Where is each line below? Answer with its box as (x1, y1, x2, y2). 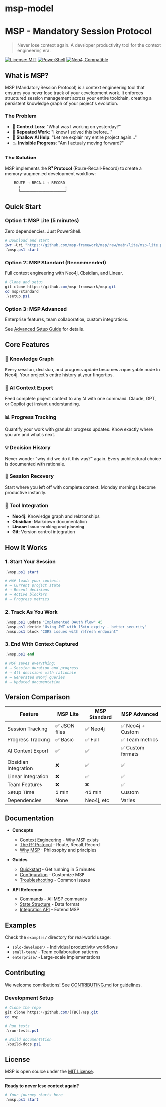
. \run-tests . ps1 (5, 1028, 39, 1033)
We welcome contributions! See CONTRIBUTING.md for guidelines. (5, 982, 142, 988)
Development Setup (5, 994, 54, 1001)
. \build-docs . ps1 (5, 1042, 41, 1047)
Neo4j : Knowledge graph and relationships (12, 513, 100, 519)
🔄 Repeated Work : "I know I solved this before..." (12, 129, 113, 135)
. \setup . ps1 (5, 293, 30, 299)
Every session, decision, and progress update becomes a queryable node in (5, 367, 160, 372)
